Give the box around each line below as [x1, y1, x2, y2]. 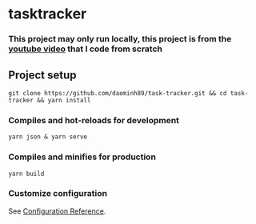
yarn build [8, 170, 45, 178]
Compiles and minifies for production [8, 151, 156, 162]
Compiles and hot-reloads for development [8, 114, 180, 126]
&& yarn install [37, 96, 91, 104]
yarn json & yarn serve [8, 133, 88, 141]
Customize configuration [8, 188, 108, 199]
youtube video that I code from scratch [8, 43, 162, 54]
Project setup [8, 68, 78, 82]
